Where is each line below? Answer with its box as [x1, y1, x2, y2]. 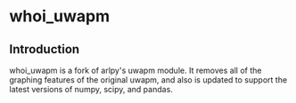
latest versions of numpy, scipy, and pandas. [9, 84, 174, 94]
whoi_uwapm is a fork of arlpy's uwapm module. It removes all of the [9, 65, 262, 75]
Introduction [9, 42, 80, 57]
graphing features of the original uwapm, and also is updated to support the [9, 75, 288, 85]
